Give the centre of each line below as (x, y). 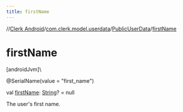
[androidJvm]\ (24, 69)
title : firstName (28, 12)
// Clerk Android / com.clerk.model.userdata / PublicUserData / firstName (91, 29)
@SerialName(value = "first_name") (50, 80)
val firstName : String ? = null (40, 92)
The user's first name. (33, 104)
